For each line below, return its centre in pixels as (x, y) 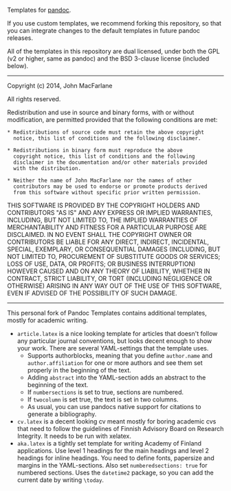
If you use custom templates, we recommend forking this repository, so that (114, 23)
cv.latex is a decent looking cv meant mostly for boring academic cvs (117, 421)
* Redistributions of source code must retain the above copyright (106, 132)
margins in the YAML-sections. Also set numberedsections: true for (112, 465)
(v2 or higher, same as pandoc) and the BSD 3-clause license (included (108, 59)
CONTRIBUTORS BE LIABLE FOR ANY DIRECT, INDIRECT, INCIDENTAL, (108, 242)
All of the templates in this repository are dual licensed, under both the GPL (113, 51)
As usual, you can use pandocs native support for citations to (114, 407)
